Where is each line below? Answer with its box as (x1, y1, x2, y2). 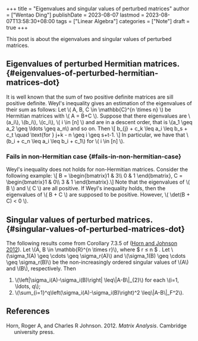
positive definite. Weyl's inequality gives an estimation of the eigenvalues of (6, 99, 192, 106)
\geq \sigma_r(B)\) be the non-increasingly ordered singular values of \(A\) (6, 258, 189, 266)
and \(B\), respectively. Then (6, 264, 76, 272)
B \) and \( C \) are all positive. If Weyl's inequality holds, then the (6, 185, 166, 192)
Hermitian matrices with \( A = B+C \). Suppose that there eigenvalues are (6, 112, 187, 119)
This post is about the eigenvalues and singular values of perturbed (6, 36, 172, 42)
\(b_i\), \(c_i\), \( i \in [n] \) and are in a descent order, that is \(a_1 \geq (21, 118, 193, 125)
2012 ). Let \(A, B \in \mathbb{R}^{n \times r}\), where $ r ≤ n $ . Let (6, 246, 170, 253)
